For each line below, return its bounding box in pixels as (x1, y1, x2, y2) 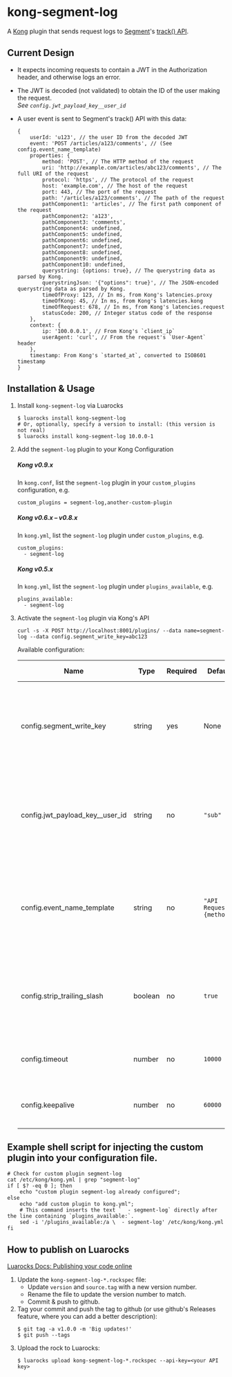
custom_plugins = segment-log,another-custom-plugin (17, 499, 173, 506)
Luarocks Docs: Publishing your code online (7, 1262, 133, 1270)
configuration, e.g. (17, 485, 70, 494)
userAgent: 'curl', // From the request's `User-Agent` (42, 334, 206, 341)
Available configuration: (17, 645, 85, 654)
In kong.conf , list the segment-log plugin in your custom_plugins (17, 478, 196, 487)
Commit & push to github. (27, 1297, 100, 1306)
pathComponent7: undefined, (42, 243, 123, 250)
